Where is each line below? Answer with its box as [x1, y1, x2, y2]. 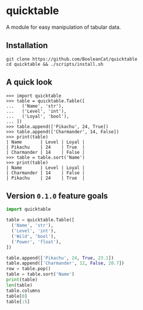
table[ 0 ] [6, 293, 28, 299]
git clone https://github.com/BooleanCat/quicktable [6, 56, 138, 62]
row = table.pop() [6, 266, 51, 272]
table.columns [6, 288, 41, 294]
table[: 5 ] [6, 298, 30, 305]
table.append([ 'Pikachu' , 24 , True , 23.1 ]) [6, 255, 114, 261]
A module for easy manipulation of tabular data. [6, 23, 121, 31]
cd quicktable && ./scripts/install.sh [6, 61, 104, 67]
